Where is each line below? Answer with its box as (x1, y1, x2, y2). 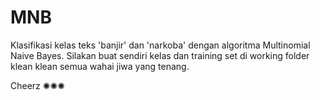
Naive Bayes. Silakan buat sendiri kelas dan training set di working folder (10, 49, 310, 61)
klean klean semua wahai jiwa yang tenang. (10, 60, 190, 72)
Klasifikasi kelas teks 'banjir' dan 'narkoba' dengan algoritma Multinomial (10, 39, 311, 51)
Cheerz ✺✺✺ (10, 79, 65, 91)
